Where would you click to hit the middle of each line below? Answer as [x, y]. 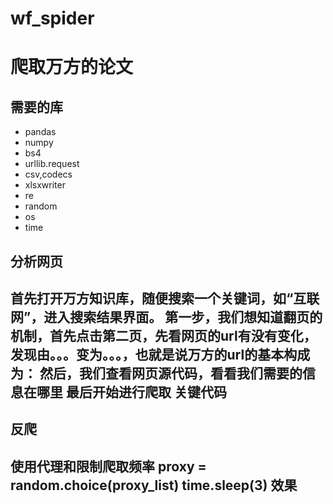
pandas [40, 132]
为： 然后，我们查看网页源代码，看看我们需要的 [156, 373]
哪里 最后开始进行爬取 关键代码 [131, 392]
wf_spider [52, 18]
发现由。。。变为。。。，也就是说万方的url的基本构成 [160, 354]
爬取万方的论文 [72, 67]
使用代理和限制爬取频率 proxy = [108, 466]
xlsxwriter [45, 185]
